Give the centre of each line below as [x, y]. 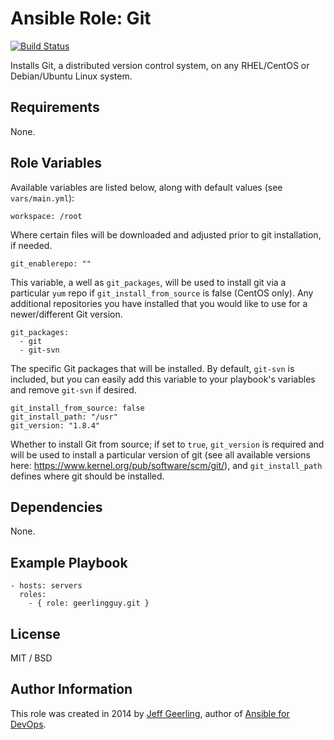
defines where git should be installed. [87, 476]
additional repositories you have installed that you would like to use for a [159, 303]
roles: [33, 595]
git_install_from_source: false [77, 408]
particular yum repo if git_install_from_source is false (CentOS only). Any [162, 293]
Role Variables [56, 163]
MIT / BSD [31, 658]
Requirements [55, 107]
